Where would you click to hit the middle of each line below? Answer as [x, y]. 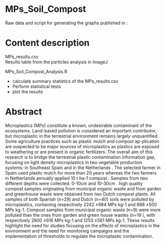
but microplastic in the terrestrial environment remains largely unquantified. [82, 136]
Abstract [24, 112]
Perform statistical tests [36, 86]
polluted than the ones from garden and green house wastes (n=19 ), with [80, 215]
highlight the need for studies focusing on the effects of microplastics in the [83, 225]
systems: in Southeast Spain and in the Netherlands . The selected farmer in [83, 168]
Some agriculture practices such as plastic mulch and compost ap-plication [82, 141]
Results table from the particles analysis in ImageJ [56, 62]
